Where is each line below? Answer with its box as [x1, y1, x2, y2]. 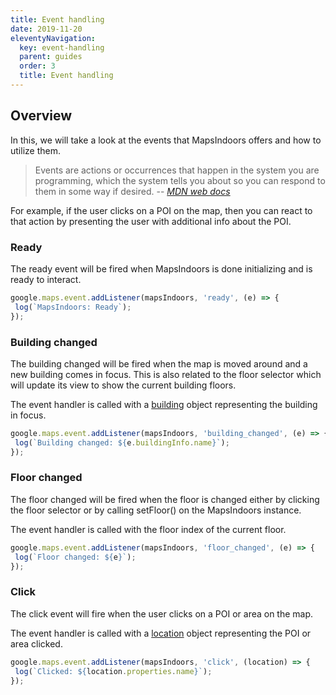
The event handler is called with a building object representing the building [10, 398, 318, 410]
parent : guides [19, 52, 83, 62]
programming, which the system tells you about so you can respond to [34, 174, 326, 186]
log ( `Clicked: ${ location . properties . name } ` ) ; [14, 666, 213, 676]
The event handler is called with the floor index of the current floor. [10, 523, 287, 535]
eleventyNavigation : [10, 33, 97, 43]
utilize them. [10, 144, 61, 156]
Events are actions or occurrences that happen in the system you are [34, 164, 320, 176]
